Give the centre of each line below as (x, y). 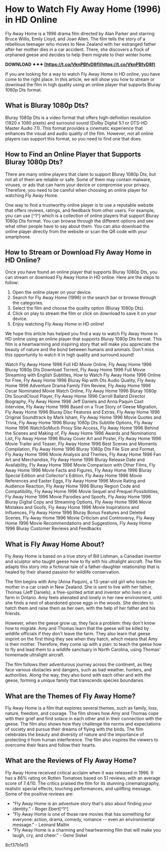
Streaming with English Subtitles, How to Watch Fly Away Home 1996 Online (83, 375)
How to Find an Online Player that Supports (73, 155)
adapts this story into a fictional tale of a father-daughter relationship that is (83, 567)
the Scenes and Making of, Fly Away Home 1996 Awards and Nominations (81, 433)
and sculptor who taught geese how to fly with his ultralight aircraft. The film (83, 562)
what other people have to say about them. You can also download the (78, 226)
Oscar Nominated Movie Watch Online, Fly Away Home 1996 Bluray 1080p (81, 391)
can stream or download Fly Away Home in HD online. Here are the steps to (83, 277)
